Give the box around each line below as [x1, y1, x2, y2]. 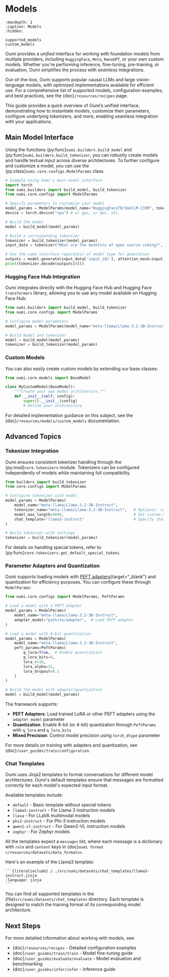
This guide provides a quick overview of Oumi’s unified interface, [5, 102, 140, 109]
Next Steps [5, 921, 41, 930]
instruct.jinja [5, 873, 37, 879]
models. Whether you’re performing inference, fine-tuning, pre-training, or [5, 61, 159, 67]
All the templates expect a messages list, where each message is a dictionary [5, 839, 162, 845]
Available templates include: [5, 792, 63, 798]
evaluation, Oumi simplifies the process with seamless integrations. [5, 67, 145, 73]
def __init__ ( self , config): [14, 394, 75, 399]
